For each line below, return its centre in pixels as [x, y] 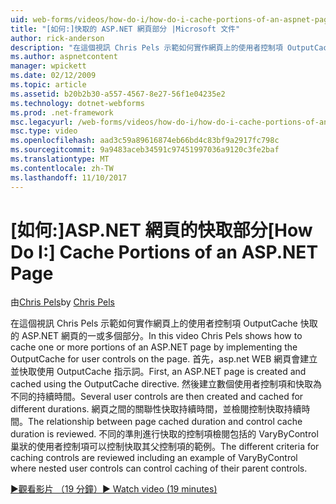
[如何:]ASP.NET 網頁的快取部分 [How [161, 230]
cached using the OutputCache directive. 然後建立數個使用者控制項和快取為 [166, 384]
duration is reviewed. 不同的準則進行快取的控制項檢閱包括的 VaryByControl [164, 434]
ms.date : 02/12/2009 [53, 76]
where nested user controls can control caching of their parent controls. [159, 468]
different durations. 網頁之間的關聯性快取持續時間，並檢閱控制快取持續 [156, 409]
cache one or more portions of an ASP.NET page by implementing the [154, 347]
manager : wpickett [48, 66]
